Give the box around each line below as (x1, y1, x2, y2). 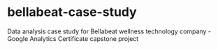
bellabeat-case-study (7, 4, 138, 20)
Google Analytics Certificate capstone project (7, 34, 139, 42)
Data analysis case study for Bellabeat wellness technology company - (7, 27, 212, 35)
